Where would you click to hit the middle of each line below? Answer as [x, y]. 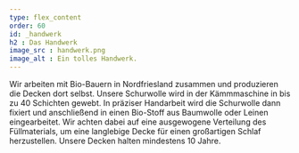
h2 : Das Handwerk [43, 42]
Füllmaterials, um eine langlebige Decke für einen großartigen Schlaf [135, 131]
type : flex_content [46, 17]
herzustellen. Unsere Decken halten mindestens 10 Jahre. [115, 141]
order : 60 [28, 26]
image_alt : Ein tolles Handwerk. [74, 59]
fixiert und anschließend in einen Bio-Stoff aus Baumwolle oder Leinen [139, 113]
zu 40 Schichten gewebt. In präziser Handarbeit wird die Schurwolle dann [145, 103]
